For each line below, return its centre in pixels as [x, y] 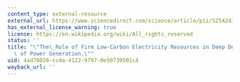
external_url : [29, 21]
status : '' [24, 41]
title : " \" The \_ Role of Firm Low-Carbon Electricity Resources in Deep [116, 47]
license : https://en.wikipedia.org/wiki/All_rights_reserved [100, 34]
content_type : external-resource [57, 14]
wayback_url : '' [31, 67]
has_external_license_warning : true [62, 27]
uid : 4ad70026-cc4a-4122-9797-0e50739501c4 [73, 61]
